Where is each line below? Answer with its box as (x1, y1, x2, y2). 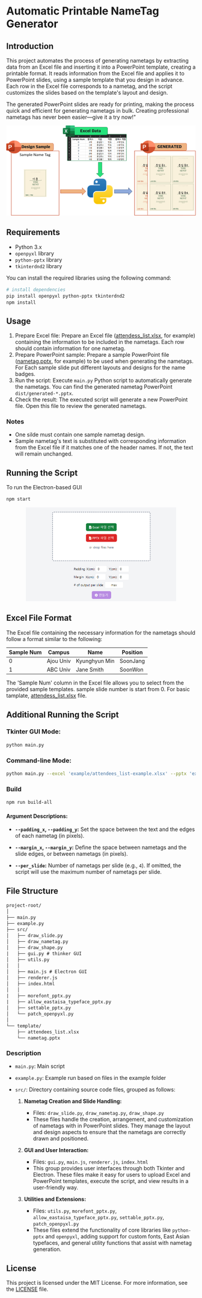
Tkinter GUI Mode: (6, 727, 61, 736)
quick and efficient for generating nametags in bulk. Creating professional (6, 107, 189, 114)
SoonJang (119, 657, 145, 665)
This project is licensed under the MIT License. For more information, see (6, 1279, 188, 1287)
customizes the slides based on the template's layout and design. (6, 89, 168, 96)
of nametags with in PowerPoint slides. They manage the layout (32, 1122, 191, 1129)
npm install (6, 299, 36, 306)
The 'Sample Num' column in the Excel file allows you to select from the (6, 679, 185, 686)
